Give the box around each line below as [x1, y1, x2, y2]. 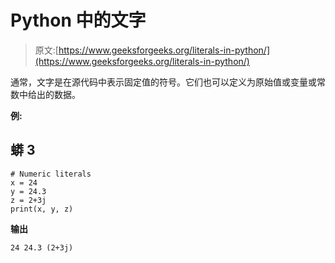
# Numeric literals [10, 169, 92, 179]
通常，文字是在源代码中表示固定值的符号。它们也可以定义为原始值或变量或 [10, 76, 317, 88]
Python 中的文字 [10, 9, 147, 32]
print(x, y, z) [10, 204, 74, 214]
